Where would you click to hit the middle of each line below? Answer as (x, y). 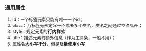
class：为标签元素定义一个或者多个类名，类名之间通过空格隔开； (77, 25)
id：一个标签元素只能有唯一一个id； (48, 19)
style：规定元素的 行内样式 (38, 32)
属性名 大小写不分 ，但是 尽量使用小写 (49, 44)
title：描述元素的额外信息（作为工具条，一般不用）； (64, 38)
